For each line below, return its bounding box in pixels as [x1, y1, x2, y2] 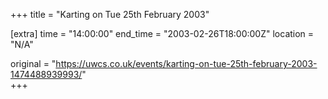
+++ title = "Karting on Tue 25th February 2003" [10, 9, 210, 20]
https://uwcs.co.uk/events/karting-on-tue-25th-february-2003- [55, 58, 318, 69]
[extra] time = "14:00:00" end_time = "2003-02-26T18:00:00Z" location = [10, 28, 315, 39]
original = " [10, 58, 57, 69]
